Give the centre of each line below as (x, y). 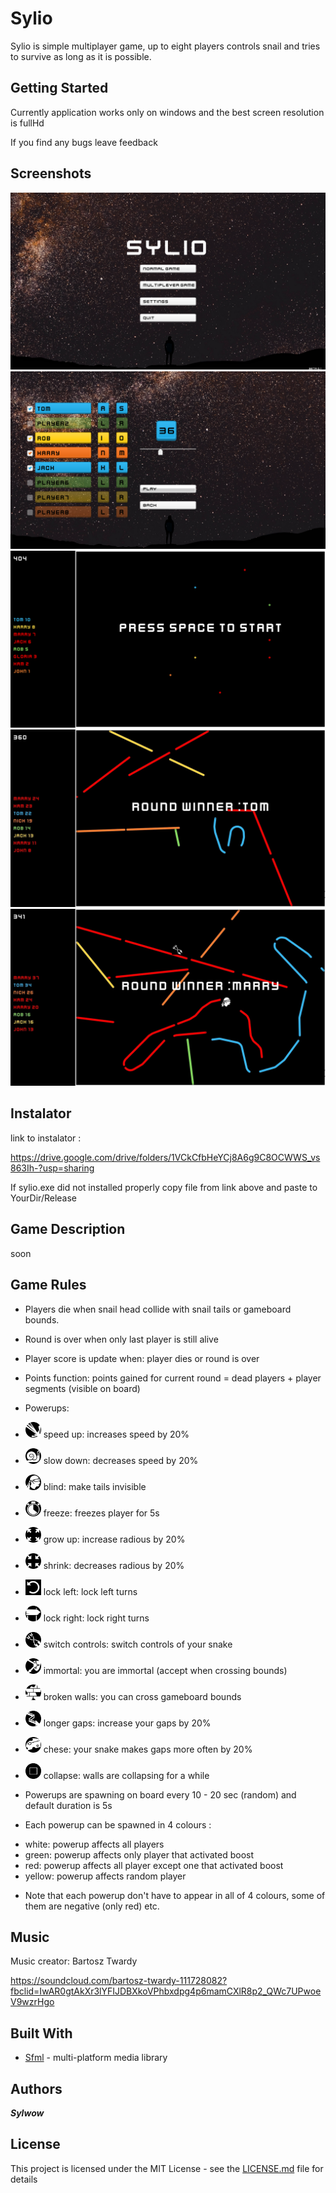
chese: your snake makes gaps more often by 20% (148, 1749)
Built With (41, 2033)
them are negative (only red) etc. (92, 1906)
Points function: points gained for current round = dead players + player (173, 1378)
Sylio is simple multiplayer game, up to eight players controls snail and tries (165, 46)
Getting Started (59, 88)
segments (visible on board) (82, 1388)
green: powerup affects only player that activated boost (139, 1854)
